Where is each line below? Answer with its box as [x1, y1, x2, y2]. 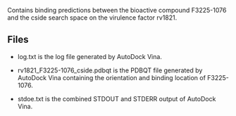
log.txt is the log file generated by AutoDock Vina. [17, 52, 162, 60]
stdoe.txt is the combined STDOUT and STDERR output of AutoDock [17, 94, 216, 103]
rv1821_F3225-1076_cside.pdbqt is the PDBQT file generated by [17, 66, 203, 75]
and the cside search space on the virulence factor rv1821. [7, 13, 178, 22]
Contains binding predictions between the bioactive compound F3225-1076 [7, 6, 227, 14]
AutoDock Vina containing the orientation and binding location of [17, 73, 206, 82]
